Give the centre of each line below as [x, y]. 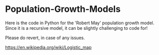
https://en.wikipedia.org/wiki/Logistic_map [48, 47]
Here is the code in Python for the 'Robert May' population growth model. [80, 23]
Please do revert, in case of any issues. [45, 38]
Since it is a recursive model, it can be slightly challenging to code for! [77, 28]
